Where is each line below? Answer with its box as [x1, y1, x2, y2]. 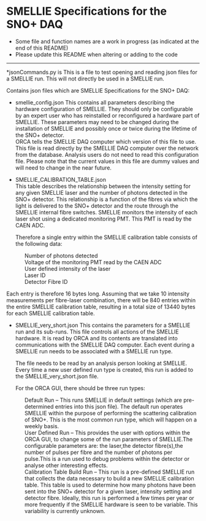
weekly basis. [24, 422, 59, 429]
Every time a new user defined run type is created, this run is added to [15, 366, 194, 373]
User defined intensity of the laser [24, 265, 111, 272]
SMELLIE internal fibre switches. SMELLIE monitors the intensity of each [15, 208, 198, 216]
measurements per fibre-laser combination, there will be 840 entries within [6, 296, 196, 304]
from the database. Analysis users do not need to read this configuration [15, 151, 199, 158]
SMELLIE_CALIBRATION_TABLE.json [15, 176, 106, 183]
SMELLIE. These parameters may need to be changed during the [15, 118, 179, 125]
